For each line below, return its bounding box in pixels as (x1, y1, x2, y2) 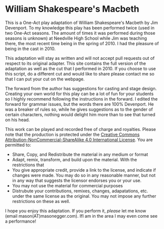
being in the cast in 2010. (5, 46, 56, 51)
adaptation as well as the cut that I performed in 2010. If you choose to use (5, 65, 156, 72)
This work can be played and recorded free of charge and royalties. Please (5, 126, 156, 132)
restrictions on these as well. (12, 198, 70, 204)
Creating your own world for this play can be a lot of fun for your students (5, 91, 154, 97)
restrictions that (12, 162, 45, 168)
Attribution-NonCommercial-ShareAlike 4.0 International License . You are (5, 136, 153, 143)
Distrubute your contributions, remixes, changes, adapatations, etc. (12, 188, 148, 194)
